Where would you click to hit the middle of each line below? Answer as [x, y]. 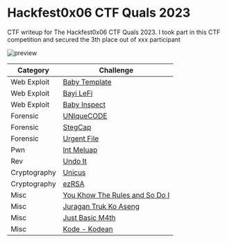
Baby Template [87, 81]
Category [33, 70]
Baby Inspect [84, 104]
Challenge [116, 70]
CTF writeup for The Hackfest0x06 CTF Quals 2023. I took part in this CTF [114, 32]
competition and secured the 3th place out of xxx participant [94, 39]
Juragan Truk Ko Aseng [101, 206]
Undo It [75, 161]
